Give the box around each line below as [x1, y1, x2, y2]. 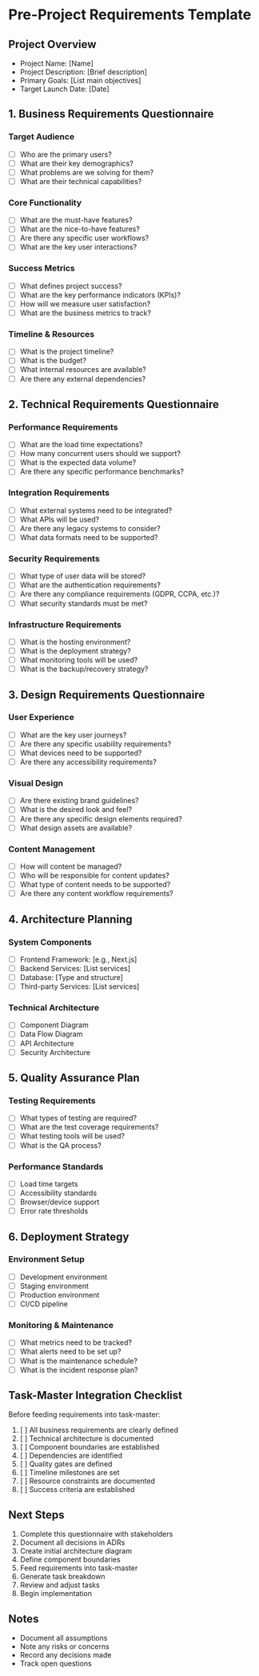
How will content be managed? [19, 862, 122, 871]
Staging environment [19, 1281, 90, 1290]
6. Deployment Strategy [8, 1230, 129, 1243]
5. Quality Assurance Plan [8, 1071, 140, 1085]
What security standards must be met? [19, 598, 148, 608]
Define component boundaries [19, 1554, 122, 1565]
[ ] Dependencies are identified [19, 1450, 122, 1461]
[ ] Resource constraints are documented [19, 1476, 156, 1486]
